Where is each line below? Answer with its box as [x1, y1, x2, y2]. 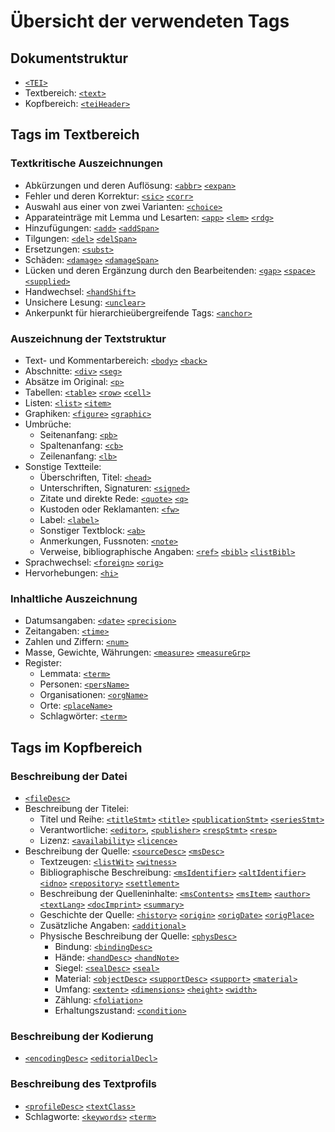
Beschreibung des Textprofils [10, 1077, 158, 1091]
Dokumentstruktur [10, 50, 129, 67]
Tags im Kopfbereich [10, 739, 143, 756]
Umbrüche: [24, 418, 72, 430]
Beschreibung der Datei [10, 769, 128, 783]
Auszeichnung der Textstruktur [10, 331, 167, 345]
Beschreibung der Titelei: [24, 802, 129, 814]
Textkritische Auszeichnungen [10, 156, 163, 170]
